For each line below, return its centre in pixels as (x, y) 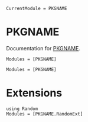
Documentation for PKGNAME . (43, 48)
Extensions (34, 93)
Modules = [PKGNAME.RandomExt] (45, 114)
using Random (22, 109)
